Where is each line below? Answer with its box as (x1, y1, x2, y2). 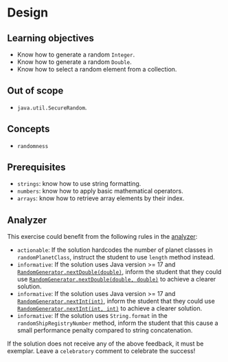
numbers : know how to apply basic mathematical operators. (16, 187, 183, 195)
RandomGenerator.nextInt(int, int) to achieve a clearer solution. (16, 304, 203, 312)
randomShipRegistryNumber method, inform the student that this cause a (16, 319, 218, 328)
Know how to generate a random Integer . (16, 50, 135, 58)
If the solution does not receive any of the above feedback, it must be (7, 339, 204, 348)
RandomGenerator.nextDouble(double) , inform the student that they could (16, 268, 222, 276)
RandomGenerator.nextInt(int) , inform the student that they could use (16, 297, 215, 306)
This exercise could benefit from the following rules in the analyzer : (7, 233, 198, 241)
